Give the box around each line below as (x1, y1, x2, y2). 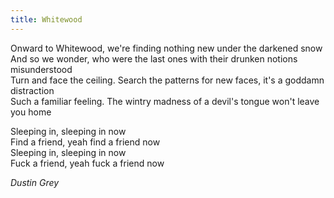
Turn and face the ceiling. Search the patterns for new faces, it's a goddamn (10, 74, 325, 86)
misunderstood (10, 63, 73, 75)
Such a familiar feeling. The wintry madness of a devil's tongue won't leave (10, 95, 320, 107)
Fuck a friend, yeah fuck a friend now (10, 157, 165, 169)
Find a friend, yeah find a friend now (10, 136, 161, 148)
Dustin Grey (10, 176, 60, 188)
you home (10, 106, 52, 118)
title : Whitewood (10, 14, 83, 25)
